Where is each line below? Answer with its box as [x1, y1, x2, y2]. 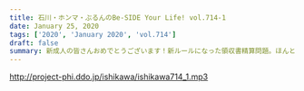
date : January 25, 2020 [9, 22, 100, 31]
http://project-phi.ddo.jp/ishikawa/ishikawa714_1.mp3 [9, 71, 209, 82]
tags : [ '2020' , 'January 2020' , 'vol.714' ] [9, 30, 177, 39]
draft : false [9, 38, 59, 48]
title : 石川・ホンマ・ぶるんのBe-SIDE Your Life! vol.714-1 [9, 13, 227, 23]
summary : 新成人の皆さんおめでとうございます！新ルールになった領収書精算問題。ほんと [9, 47, 297, 56]
